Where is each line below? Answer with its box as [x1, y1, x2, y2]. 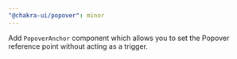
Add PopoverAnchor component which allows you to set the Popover [8, 33, 230, 42]
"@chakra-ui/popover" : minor [8, 11, 105, 20]
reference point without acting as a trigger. [8, 41, 149, 51]
